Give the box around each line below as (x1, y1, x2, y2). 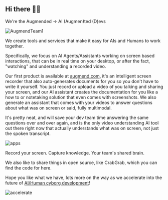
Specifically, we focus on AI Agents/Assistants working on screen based (5, 52, 154, 58)
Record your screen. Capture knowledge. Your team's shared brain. (5, 149, 144, 155)
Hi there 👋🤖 (5, 5, 41, 13)
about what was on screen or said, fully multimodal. (5, 104, 112, 110)
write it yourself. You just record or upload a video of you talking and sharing (5, 83, 163, 89)
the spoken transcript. (5, 130, 51, 136)
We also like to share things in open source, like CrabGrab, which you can (5, 159, 157, 165)
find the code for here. (5, 164, 52, 170)
